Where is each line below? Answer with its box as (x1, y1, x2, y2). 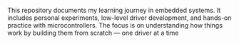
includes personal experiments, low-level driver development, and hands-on (7, 13, 232, 22)
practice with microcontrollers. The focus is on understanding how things (7, 21, 223, 29)
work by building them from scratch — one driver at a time (7, 28, 180, 37)
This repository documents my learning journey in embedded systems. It (7, 6, 221, 14)
